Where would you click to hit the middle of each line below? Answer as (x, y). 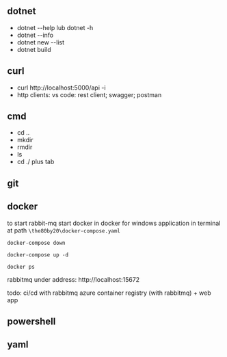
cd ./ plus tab (36, 162)
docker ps (21, 267)
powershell (31, 322)
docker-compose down (37, 243)
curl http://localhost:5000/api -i (61, 88)
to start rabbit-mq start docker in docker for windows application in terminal (114, 223)
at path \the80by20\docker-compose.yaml (64, 230)
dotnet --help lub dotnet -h (55, 27)
